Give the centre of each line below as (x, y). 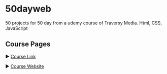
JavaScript (16, 28)
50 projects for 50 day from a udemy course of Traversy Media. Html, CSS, (84, 23)
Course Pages (28, 44)
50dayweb (28, 9)
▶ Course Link (21, 56)
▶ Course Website (25, 66)
